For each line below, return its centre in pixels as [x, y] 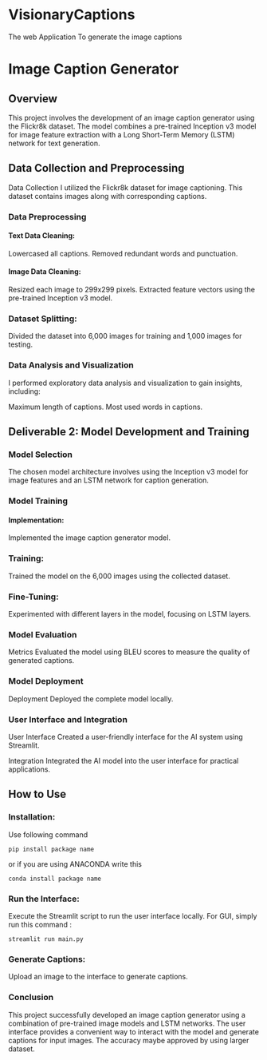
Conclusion [31, 998]
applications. [29, 769]
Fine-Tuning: [33, 597]
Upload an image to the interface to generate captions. [98, 977]
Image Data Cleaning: [45, 272]
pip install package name [51, 849]
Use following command [48, 834]
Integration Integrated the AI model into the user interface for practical [124, 760]
